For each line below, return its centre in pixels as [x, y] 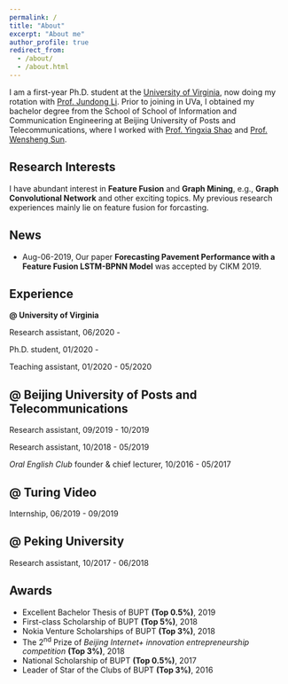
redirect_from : [37, 51]
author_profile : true [49, 42]
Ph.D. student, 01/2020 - [54, 350]
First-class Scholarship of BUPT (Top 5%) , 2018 [109, 621]
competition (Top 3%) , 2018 [74, 651]
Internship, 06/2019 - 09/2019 [64, 513]
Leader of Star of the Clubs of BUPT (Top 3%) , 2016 [117, 670]
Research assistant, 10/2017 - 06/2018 [79, 562]
